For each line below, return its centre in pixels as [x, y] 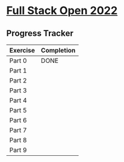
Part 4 [18, 100]
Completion [58, 50]
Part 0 [18, 61]
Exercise [22, 50]
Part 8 [18, 140]
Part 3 [18, 90]
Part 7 [18, 130]
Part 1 [18, 71]
